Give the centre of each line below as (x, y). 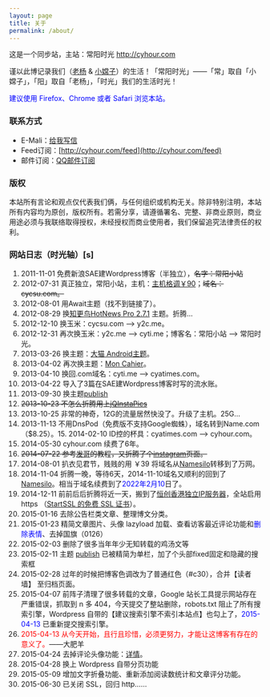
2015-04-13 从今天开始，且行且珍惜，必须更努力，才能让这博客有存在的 (139, 635)
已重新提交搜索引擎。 (77, 624)
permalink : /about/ (42, 30)
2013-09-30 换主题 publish (64, 394)
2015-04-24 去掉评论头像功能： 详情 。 (84, 655)
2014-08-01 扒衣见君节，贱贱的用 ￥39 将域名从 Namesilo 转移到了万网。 (140, 464)
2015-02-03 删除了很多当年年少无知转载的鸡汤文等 (105, 544)
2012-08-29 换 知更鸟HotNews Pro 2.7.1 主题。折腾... (107, 314)
